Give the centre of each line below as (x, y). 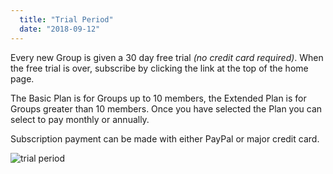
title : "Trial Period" (66, 19)
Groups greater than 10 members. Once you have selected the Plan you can (166, 108)
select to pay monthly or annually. (80, 119)
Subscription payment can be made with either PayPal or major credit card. (165, 138)
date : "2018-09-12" (60, 29)
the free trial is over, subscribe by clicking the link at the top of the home (159, 68)
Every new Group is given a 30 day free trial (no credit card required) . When (167, 57)
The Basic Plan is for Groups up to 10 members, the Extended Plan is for (158, 98)
